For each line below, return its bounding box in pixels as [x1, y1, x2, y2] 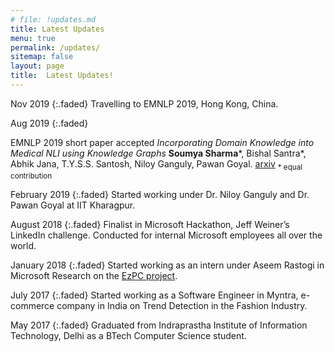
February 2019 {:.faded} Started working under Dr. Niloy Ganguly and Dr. [10, 188, 310, 200]
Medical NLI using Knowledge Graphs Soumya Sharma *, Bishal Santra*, [10, 147, 307, 159]
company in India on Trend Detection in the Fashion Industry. [56, 299, 308, 311]
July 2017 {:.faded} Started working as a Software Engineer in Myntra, [10, 289, 299, 301]
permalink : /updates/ [10, 42, 101, 53]
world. [10, 239, 37, 251]
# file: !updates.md [10, 14, 97, 25]
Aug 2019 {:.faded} [10, 117, 89, 129]
